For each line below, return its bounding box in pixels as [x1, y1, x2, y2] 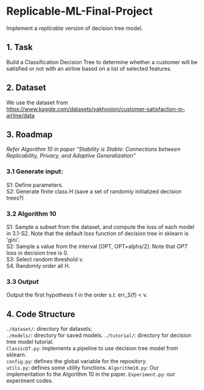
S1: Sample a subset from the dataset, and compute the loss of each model [6, 223, 195, 230]
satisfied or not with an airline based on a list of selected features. [6, 65, 172, 72]
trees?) [6, 194, 24, 201]
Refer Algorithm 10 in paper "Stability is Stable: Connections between [6, 145, 181, 153]
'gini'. [6, 236, 20, 244]
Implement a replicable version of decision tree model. [6, 24, 143, 32]
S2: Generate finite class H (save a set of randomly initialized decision [6, 187, 181, 195]
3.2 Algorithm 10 [6, 209, 57, 218]
